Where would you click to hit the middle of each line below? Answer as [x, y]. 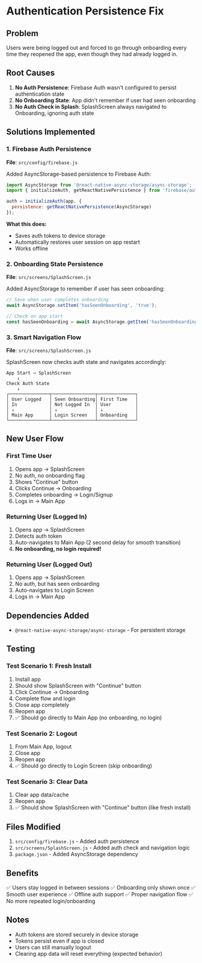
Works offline [32, 248]
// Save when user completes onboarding [58, 300]
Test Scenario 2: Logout [42, 733]
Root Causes [31, 73]
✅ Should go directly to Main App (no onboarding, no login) [88, 718]
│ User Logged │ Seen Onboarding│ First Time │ [72, 399]
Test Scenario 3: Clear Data [47, 781]
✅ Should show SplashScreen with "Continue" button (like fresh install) [103, 808]
